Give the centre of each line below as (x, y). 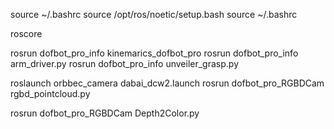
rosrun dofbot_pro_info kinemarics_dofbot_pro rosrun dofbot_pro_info (154, 53)
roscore (26, 33)
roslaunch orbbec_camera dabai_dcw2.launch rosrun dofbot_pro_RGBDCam (167, 83)
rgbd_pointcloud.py (50, 93)
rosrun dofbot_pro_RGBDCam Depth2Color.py (105, 113)
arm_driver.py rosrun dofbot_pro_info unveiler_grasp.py (124, 63)
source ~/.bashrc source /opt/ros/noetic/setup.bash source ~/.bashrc (154, 14)
